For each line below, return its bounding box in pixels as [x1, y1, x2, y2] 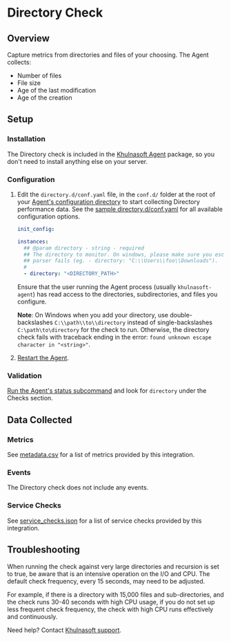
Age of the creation [17, 93, 72, 102]
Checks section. [7, 394, 53, 402]
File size [17, 79, 41, 87]
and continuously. [7, 612, 58, 620]
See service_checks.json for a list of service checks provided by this [7, 517, 202, 525]
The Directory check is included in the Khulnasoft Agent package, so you [7, 150, 215, 158]
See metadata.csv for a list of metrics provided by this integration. [7, 451, 195, 459]
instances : [17, 238, 49, 245]
